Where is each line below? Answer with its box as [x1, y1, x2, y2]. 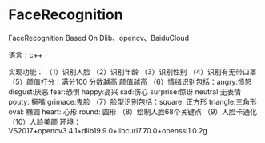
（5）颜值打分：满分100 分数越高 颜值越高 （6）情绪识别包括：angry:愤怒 [8, 77, 252, 86]
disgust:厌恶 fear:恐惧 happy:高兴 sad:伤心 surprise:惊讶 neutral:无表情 [8, 86, 242, 97]
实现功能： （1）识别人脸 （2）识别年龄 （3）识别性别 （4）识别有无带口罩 [8, 66, 257, 77]
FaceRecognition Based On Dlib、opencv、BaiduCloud [8, 33, 190, 42]
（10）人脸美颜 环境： [8, 117, 82, 126]
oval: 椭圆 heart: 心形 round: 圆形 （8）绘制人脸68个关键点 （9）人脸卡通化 [8, 106, 258, 117]
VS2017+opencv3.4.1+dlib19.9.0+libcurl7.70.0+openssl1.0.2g [8, 125, 208, 135]
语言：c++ [8, 50, 43, 59]
